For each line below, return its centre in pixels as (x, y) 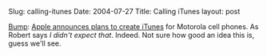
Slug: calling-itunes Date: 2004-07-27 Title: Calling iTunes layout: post (124, 11)
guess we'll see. (35, 43)
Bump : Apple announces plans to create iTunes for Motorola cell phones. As (133, 26)
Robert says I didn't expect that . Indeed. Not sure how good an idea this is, (132, 35)
